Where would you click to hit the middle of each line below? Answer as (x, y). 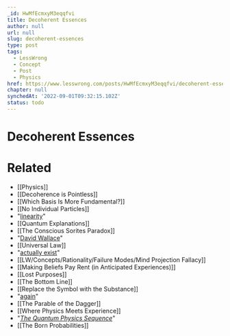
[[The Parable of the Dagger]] (59, 303)
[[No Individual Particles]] (53, 209)
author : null (26, 26)
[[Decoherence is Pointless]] (57, 194)
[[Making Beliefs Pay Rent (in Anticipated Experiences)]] (96, 267)
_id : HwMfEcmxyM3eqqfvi (41, 13)
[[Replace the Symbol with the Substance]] (78, 289)
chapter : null (27, 90)
